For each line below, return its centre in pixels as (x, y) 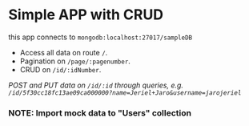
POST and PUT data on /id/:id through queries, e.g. (96, 85)
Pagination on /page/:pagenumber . (75, 61)
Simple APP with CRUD (86, 15)
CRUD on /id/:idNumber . (60, 69)
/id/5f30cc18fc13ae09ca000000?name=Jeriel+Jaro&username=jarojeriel (125, 93)
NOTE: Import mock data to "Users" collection (100, 112)
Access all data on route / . (64, 52)
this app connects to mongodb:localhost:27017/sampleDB (100, 37)
